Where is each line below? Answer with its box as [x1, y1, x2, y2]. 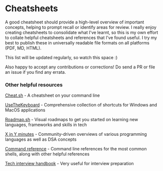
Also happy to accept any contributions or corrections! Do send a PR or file [5, 64, 155, 70]
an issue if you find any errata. [5, 69, 66, 75]
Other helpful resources [5, 81, 63, 88]
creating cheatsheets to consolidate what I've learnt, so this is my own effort [5, 29, 158, 35]
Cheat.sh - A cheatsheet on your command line [5, 92, 100, 98]
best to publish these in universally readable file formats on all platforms [5, 40, 150, 45]
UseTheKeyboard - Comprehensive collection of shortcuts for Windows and [5, 102, 157, 108]
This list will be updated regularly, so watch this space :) [5, 54, 118, 60]
